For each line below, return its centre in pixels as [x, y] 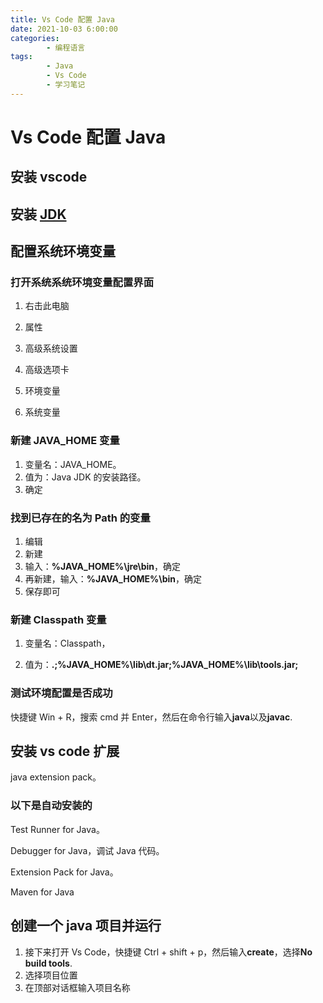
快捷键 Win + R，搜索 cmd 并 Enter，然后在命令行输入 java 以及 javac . [151, 717]
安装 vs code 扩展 [65, 751]
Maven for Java [42, 892]
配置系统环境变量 [63, 251]
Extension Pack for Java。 [64, 872]
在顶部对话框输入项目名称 [77, 987]
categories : [35, 38]
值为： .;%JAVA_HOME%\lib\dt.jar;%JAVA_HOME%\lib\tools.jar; [161, 665]
